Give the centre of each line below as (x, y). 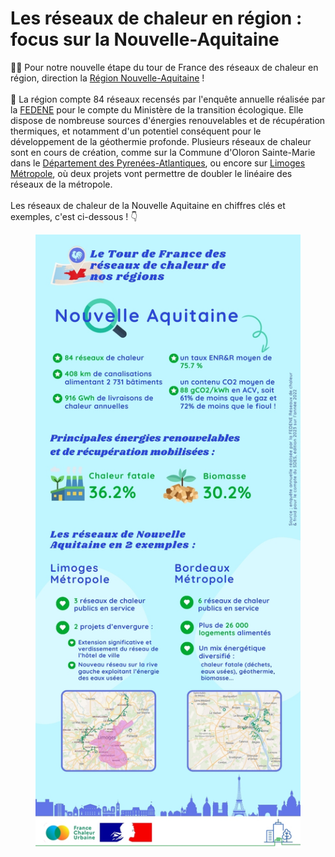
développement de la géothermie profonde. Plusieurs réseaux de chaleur (161, 141)
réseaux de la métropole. (61, 184)
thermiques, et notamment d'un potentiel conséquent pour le (136, 131)
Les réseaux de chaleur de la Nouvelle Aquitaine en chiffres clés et (148, 205)
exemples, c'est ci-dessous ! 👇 (74, 216)
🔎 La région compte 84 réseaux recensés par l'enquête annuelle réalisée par (168, 99)
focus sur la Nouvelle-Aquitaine (145, 39)
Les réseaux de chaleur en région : (156, 18)
